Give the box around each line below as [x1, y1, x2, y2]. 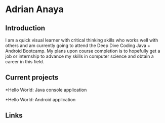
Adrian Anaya [5, 4, 64, 15]
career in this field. [5, 59, 45, 64]
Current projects [5, 73, 59, 82]
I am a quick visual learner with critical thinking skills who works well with [5, 37, 158, 43]
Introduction [5, 24, 46, 32]
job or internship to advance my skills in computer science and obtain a [5, 53, 154, 59]
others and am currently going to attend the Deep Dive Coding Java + [5, 43, 151, 49]
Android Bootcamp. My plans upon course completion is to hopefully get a [5, 48, 160, 54]
